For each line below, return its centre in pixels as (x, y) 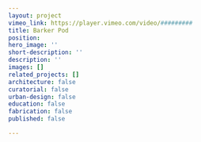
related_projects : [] (44, 75)
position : (25, 38)
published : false (37, 119)
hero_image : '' (33, 45)
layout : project (35, 15)
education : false (37, 104)
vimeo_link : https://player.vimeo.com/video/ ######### (100, 23)
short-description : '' (46, 52)
